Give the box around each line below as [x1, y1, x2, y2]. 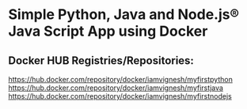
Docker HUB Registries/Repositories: [8, 54, 194, 67]
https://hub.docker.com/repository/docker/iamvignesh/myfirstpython [8, 75, 234, 84]
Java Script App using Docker [8, 22, 208, 40]
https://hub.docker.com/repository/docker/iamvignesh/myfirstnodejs [8, 92, 232, 100]
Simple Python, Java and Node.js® [8, 6, 240, 24]
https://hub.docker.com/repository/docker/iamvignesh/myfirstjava [8, 83, 224, 92]
